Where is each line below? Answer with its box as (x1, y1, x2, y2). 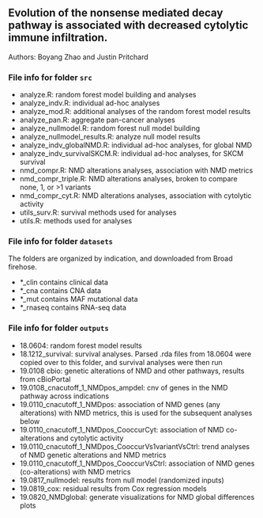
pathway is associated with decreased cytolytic (8, 19, 249, 32)
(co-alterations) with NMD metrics (19, 467, 131, 476)
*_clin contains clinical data (19, 277, 109, 288)
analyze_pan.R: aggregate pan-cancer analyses (19, 115, 175, 125)
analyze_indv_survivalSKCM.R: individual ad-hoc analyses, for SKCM (19, 149, 244, 158)
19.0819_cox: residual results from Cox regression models (19, 483, 207, 493)
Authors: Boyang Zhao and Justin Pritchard (8, 51, 148, 62)
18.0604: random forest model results (19, 341, 142, 350)
